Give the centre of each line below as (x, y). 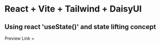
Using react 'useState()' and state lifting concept (80, 27)
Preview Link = (20, 38)
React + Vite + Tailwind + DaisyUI (73, 9)
